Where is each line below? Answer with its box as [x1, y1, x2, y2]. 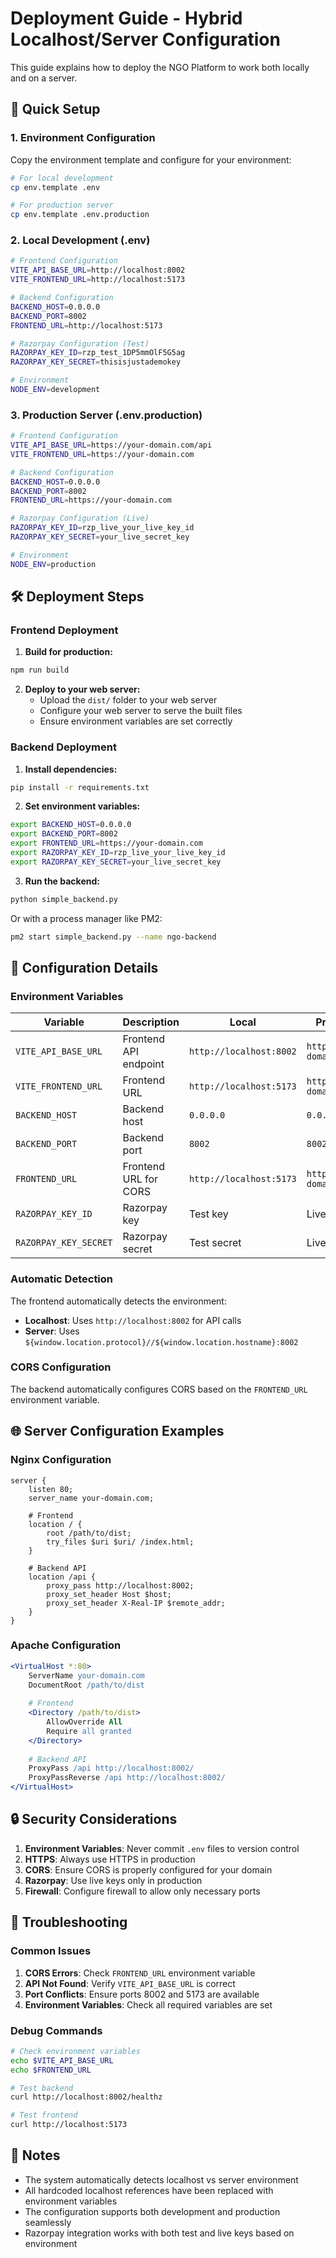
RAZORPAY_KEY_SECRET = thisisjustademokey [10, 357, 182, 367]
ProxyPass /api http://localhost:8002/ [28, 1763, 195, 1774]
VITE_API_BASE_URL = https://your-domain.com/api [10, 440, 213, 451]
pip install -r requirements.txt [10, 782, 150, 792]
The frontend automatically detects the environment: [10, 1295, 227, 1307]
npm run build [10, 665, 70, 676]
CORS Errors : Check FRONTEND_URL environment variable [24, 1967, 256, 1979]
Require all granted [46, 1726, 132, 1736]
